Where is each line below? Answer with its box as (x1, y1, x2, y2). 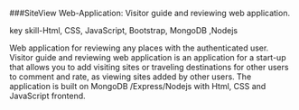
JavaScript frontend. (9, 90, 86, 101)
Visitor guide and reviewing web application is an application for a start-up (9, 52, 286, 62)
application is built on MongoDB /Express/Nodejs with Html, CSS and (9, 81, 266, 91)
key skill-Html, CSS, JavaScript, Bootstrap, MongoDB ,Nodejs (9, 25, 238, 35)
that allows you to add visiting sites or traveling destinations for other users (9, 62, 289, 72)
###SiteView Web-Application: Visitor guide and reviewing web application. (9, 8, 291, 18)
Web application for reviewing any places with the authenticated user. (9, 42, 269, 53)
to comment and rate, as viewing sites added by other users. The (9, 71, 252, 82)
